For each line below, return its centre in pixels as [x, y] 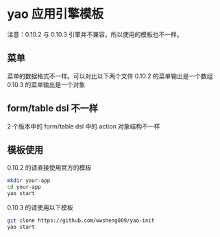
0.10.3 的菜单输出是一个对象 [46, 84]
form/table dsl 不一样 [52, 108]
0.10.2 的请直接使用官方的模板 [49, 168]
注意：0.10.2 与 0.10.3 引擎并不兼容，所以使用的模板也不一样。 [95, 34]
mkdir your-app [29, 181]
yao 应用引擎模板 [56, 14]
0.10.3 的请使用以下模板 [40, 207]
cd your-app [24, 187]
